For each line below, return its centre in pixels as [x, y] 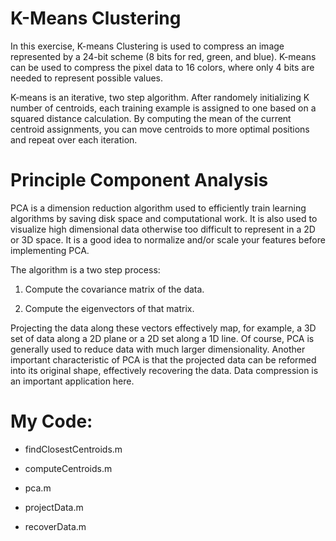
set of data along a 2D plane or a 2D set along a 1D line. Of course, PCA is [162, 338]
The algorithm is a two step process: [85, 269]
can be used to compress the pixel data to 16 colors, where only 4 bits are [162, 67]
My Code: [51, 421]
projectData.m [54, 507]
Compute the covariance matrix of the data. [114, 289]
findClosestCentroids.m [73, 449]
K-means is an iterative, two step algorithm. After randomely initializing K [160, 97]
